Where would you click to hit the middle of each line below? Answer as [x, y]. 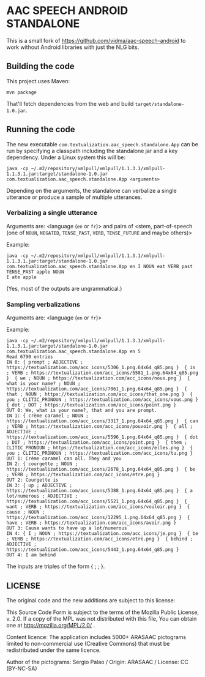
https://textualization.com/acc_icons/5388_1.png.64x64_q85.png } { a [99, 491]
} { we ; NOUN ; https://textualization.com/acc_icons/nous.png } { [98, 378]
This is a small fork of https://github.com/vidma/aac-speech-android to [96, 40]
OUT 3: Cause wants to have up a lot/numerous [67, 528]
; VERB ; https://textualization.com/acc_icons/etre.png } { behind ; [99, 539]
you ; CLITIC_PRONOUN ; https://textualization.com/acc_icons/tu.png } [99, 454]
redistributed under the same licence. [54, 650]
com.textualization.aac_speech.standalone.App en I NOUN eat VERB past [99, 266]
